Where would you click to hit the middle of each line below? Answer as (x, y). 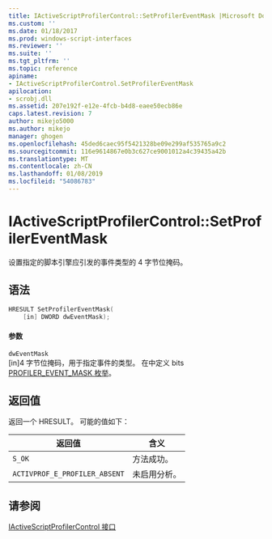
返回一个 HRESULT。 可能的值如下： (69, 422)
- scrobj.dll (30, 99)
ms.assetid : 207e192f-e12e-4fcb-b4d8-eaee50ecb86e (96, 106)
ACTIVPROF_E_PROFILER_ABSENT (68, 474)
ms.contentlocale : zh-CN (50, 167)
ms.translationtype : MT (49, 159)
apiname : (23, 76)
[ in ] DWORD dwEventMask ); (67, 316)
